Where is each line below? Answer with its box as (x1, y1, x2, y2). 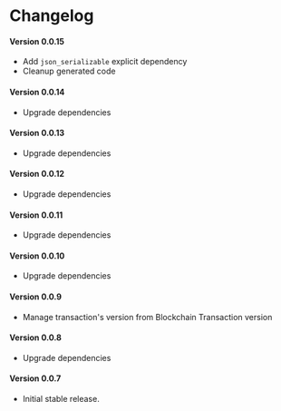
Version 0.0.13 (9, 128, 65, 139)
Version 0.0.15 (9, 35, 65, 46)
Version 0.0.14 (9, 86, 65, 97)
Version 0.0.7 (9, 373, 62, 384)
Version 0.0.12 (9, 169, 65, 180)
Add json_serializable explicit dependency (22, 56, 188, 67)
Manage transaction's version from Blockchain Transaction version (22, 311, 273, 322)
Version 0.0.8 (9, 332, 62, 343)
